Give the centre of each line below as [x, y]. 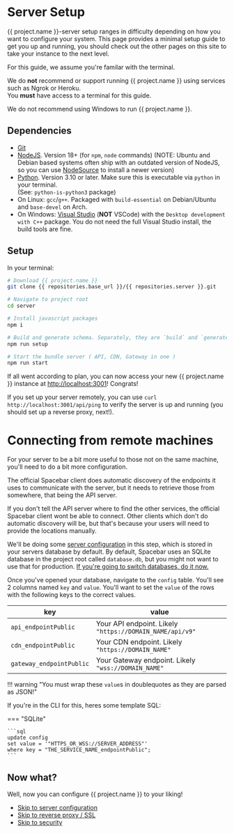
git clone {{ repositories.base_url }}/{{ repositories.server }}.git [112, 287]
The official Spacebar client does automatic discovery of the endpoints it [111, 481]
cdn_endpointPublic [43, 646]
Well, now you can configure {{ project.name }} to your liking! [95, 794]
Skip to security [40, 823]
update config [28, 738]
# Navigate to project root [48, 299]
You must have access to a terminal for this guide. [79, 95]
